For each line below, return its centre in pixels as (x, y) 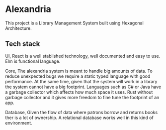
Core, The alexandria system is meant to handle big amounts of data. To (79, 71)
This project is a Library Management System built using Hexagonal (75, 23)
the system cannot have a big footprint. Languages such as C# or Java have (83, 87)
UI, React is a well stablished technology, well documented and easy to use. (83, 56)
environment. (19, 123)
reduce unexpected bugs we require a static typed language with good (78, 76)
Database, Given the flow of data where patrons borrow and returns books (82, 112)
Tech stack (23, 44)
